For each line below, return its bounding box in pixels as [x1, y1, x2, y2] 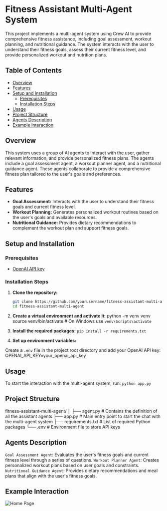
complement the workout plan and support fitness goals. [12, 225, 129, 231]
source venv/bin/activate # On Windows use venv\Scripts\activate [12, 318, 152, 324]
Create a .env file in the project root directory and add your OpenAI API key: [5, 347, 161, 353]
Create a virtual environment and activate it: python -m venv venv [12, 313, 151, 319]
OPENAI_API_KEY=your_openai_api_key [5, 353, 86, 359]
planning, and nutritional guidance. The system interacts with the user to [5, 41, 154, 47]
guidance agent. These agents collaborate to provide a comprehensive [5, 166, 151, 172]
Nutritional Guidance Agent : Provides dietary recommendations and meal [5, 468, 158, 474]
